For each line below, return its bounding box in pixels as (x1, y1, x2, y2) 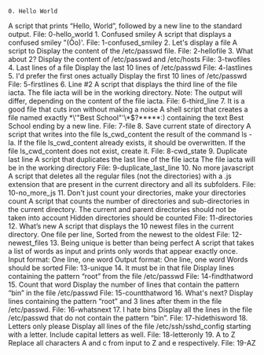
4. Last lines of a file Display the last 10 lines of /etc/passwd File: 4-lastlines (8, 63, 253, 72)
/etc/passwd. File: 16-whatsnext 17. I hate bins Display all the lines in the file (8, 305, 253, 314)
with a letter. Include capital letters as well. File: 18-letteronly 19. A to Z (8, 330, 236, 339)
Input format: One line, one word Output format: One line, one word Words (8, 255, 248, 264)
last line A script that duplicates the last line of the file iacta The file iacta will (8, 155, 255, 164)
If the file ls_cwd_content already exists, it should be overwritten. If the (17, 138, 246, 147)
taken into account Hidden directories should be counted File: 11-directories (8, 213, 253, 222)
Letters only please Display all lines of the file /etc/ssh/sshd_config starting (8, 322, 251, 331)
